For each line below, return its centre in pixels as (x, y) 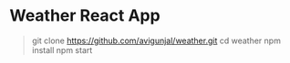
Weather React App (85, 16)
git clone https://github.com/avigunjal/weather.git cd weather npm (156, 40)
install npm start (62, 49)
